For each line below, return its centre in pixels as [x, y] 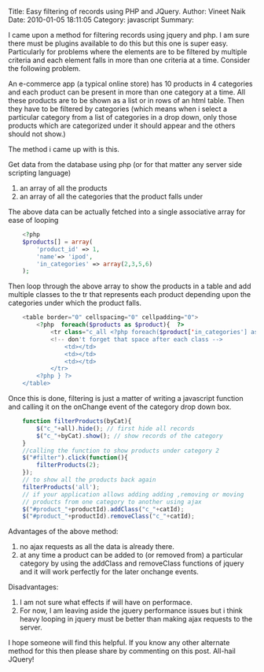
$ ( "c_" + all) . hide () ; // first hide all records [115, 429]
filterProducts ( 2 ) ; [68, 465]
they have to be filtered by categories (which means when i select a [118, 109]
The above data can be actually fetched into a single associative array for [127, 212]
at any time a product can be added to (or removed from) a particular [131, 555]
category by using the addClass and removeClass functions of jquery [132, 563]
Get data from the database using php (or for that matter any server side [125, 164]
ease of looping [33, 220]
